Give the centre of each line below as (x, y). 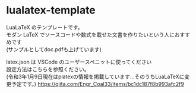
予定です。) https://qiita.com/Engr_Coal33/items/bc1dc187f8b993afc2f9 (97, 84)
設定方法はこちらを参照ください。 (48, 69)
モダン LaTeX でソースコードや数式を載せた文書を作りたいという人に (91, 34)
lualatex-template (51, 10)
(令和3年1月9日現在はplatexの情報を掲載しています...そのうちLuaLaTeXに (95, 77)
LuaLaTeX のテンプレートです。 (45, 27)
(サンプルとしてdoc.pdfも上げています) (54, 49)
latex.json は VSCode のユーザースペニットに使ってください (79, 62)
